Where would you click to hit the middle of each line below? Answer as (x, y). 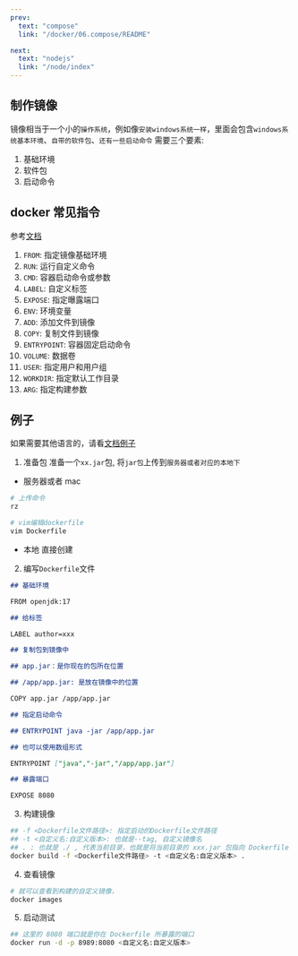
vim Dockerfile (38, 531)
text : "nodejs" (47, 59)
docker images (37, 900)
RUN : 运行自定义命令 (59, 266)
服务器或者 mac (52, 481)
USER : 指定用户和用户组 (65, 366)
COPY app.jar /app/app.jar (60, 699)
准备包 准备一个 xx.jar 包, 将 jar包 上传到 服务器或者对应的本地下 (132, 462)
